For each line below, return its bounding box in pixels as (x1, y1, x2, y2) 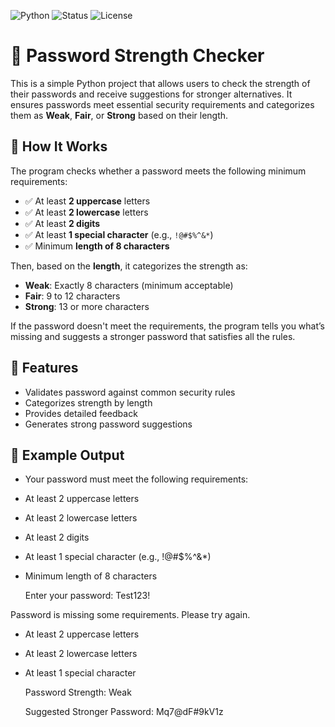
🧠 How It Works (10, 138, 108, 155)
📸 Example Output (10, 446, 125, 464)
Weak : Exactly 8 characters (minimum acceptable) (24, 279, 234, 291)
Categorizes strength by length (24, 396, 153, 409)
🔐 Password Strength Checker (10, 45, 265, 67)
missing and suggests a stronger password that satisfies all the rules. (10, 330, 296, 342)
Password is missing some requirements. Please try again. (10, 609, 251, 621)
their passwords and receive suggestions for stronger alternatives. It (10, 88, 293, 100)
